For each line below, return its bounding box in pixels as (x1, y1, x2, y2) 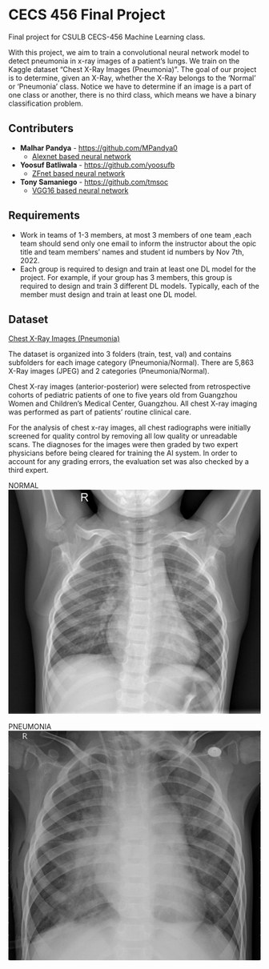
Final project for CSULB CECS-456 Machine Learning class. (8, 32, 206, 42)
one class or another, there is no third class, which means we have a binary (8, 90, 257, 99)
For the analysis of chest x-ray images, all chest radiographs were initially (8, 422, 251, 433)
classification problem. (8, 98, 83, 108)
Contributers (8, 122, 74, 135)
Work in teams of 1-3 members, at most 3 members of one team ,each (19, 230, 252, 239)
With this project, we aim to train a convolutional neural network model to (8, 47, 250, 57)
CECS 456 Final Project (8, 6, 166, 24)
